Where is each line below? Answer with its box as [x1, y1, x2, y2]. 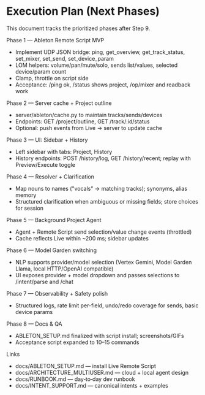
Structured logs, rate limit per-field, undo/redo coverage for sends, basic [15, 302, 199, 309]
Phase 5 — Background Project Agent [6, 216, 102, 223]
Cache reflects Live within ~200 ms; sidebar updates [15, 234, 149, 242]
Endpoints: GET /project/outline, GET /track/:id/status [15, 118, 150, 125]
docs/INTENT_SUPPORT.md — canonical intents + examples [15, 382, 168, 389]
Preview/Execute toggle [15, 161, 75, 168]
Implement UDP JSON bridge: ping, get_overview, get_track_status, [15, 48, 185, 56]
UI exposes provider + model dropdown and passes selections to [15, 271, 180, 278]
